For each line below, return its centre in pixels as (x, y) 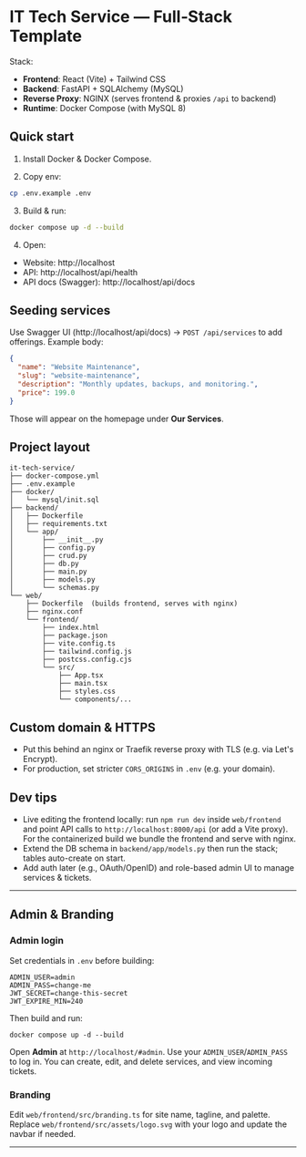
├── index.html (71, 628)
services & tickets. (57, 878)
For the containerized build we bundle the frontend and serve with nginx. (159, 839)
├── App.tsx (81, 676)
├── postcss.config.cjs (87, 660)
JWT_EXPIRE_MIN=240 (46, 1001)
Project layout (50, 447)
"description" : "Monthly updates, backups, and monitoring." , (138, 384)
